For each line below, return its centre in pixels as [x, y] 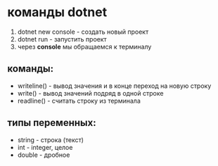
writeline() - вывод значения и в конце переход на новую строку [114, 86]
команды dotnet [57, 12]
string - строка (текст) [51, 140]
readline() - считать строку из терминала [79, 101]
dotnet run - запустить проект [62, 39]
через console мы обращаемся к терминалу [84, 46]
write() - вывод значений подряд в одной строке [90, 93]
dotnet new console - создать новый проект [83, 32]
